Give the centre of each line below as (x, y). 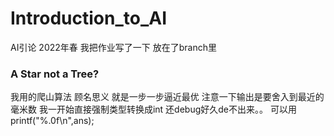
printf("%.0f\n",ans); (52, 121)
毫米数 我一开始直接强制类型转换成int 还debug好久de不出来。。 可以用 (153, 109)
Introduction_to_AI (89, 18)
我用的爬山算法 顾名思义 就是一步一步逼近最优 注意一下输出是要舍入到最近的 (167, 97)
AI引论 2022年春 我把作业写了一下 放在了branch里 (113, 47)
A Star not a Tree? (55, 74)
